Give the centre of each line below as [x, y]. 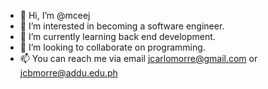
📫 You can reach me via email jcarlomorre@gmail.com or [138, 58]
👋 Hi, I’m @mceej [55, 15]
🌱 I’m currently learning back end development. [117, 36]
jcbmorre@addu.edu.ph [68, 73]
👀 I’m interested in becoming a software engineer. [122, 26]
